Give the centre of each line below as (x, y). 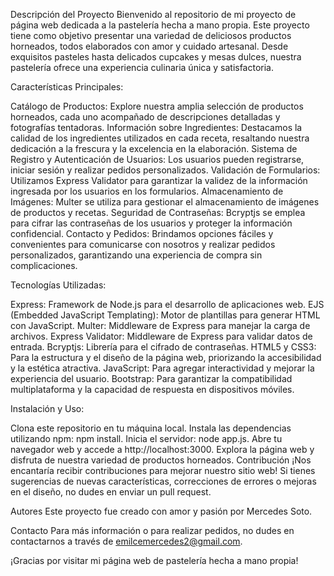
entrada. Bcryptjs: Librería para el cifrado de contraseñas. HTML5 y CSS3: (163, 347)
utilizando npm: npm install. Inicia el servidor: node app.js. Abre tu (146, 438)
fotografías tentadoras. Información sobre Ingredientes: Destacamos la (156, 127)
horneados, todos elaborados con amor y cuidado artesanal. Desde (149, 46)
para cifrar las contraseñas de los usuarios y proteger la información (151, 223)
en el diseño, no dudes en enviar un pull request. (111, 492)
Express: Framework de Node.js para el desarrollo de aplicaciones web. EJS (167, 304)
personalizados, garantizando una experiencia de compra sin (136, 255)
